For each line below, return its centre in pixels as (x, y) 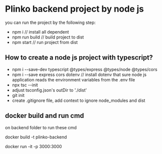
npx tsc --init (25, 85)
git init (18, 95)
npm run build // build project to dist (48, 37)
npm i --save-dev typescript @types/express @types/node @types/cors (85, 69)
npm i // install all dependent (40, 32)
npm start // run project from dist (45, 42)
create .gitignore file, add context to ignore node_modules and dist (79, 100)
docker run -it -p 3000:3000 (33, 146)
